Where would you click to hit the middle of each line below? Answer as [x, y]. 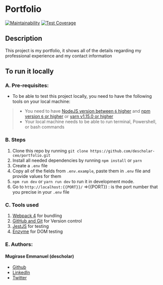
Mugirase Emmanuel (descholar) [40, 256]
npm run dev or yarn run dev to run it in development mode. [73, 181]
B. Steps [15, 140]
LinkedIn [21, 273]
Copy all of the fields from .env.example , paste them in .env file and [81, 171]
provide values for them [37, 176]
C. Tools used [22, 205]
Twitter [20, 278]
